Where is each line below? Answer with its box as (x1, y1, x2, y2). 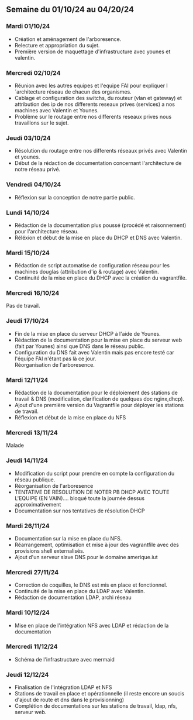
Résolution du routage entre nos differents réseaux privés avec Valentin (14, 147, 187, 154)
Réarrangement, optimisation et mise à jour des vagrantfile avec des (14, 541, 180, 548)
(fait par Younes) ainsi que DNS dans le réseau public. (14, 342, 145, 350)
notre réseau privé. (14, 166, 61, 173)
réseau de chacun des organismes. (46, 88, 132, 95)
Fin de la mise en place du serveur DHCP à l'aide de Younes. (14, 330, 161, 337)
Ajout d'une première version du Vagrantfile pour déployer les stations (14, 402, 184, 409)
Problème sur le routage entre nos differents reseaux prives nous (14, 113, 172, 120)
